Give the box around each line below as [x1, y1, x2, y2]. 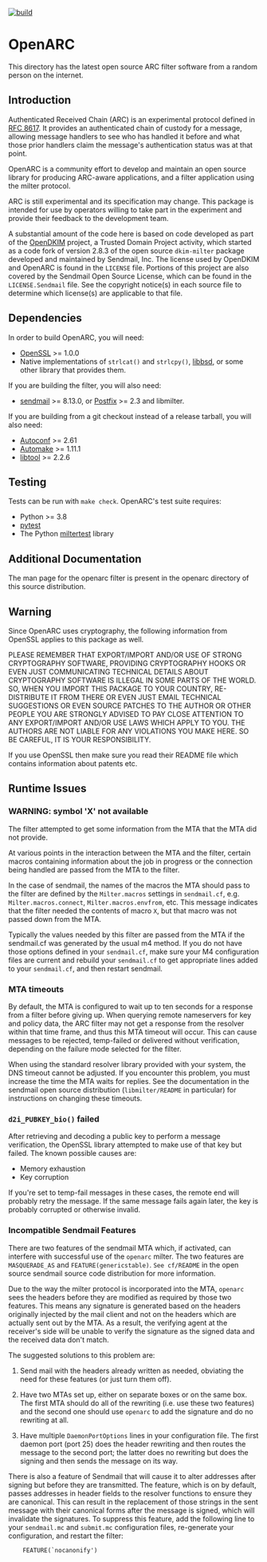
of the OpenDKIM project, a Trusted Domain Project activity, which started [8, 237, 253, 247]
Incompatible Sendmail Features [8, 1225, 137, 1236]
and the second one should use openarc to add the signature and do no [19, 1406, 253, 1416]
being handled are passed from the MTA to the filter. [8, 864, 180, 874]
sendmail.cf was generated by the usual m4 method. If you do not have [8, 938, 243, 947]
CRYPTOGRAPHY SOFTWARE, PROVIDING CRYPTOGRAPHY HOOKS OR [8, 658, 246, 668]
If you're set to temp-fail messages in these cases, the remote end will [8, 1188, 239, 1197]
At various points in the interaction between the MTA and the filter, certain [8, 848, 251, 857]
